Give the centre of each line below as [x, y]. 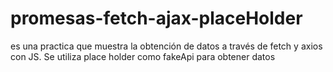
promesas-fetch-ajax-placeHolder [156, 18]
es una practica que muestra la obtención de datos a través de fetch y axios [166, 46]
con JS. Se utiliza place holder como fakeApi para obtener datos [143, 56]
